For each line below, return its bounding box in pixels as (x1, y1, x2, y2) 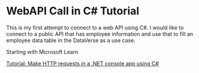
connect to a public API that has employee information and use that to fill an (6, 30, 194, 37)
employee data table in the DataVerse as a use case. (6, 36, 136, 44)
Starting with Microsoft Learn (6, 48, 79, 55)
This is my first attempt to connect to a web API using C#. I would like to (6, 24, 184, 31)
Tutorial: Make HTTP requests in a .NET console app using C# (6, 60, 159, 67)
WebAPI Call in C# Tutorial (6, 4, 140, 18)
